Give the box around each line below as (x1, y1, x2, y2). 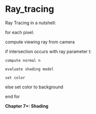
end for (5, 93, 20, 99)
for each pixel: (5, 29, 34, 35)
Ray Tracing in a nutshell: (5, 20, 56, 26)
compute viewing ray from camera (5, 38, 75, 45)
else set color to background (5, 84, 64, 90)
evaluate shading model (5, 67, 54, 72)
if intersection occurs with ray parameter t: (5, 48, 92, 54)
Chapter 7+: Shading (5, 103, 49, 109)
